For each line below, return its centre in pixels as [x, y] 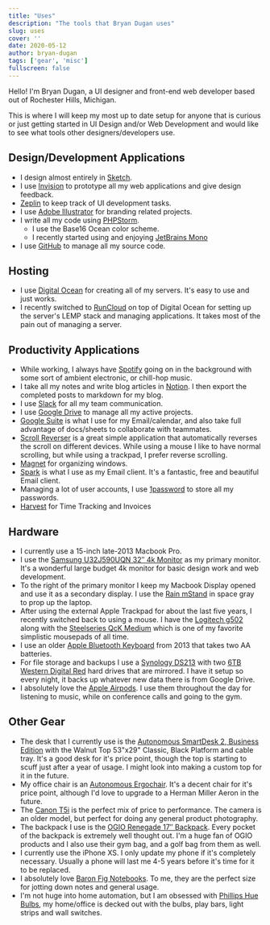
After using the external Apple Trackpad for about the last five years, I [136, 611]
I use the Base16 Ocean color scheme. [96, 228]
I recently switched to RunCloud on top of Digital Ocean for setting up [135, 308]
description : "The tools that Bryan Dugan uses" [91, 23]
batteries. [36, 654]
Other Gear [37, 722]
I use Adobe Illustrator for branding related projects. [106, 211]
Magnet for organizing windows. [74, 463]
